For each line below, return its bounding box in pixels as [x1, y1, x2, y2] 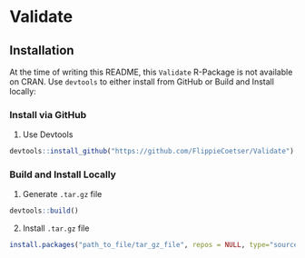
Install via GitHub [9, 108, 87, 121]
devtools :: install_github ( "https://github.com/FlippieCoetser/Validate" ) [9, 147, 295, 156]
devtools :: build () [9, 206, 79, 215]
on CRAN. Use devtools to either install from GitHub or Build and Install [9, 76, 275, 87]
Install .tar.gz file [22, 223, 90, 233]
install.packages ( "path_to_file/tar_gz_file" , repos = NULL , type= [9, 241, 271, 250]
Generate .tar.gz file [22, 189, 103, 200]
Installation [9, 43, 74, 58]
